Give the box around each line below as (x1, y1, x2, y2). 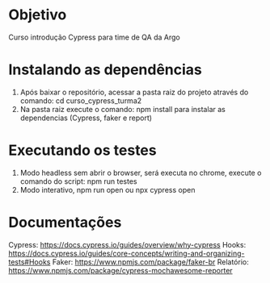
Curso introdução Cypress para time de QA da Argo (8, 32, 180, 42)
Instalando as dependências (8, 60, 202, 79)
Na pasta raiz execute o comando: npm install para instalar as (19, 104, 226, 114)
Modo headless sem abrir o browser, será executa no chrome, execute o (19, 168, 262, 177)
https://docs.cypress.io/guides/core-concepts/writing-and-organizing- (8, 248, 245, 258)
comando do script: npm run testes (19, 176, 137, 186)
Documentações (8, 214, 122, 231)
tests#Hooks (8, 256, 51, 267)
